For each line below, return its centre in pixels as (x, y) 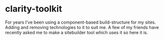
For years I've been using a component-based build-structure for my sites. (81, 22)
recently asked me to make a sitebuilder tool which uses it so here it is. (77, 32)
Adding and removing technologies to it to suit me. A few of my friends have (82, 27)
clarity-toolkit (34, 9)
